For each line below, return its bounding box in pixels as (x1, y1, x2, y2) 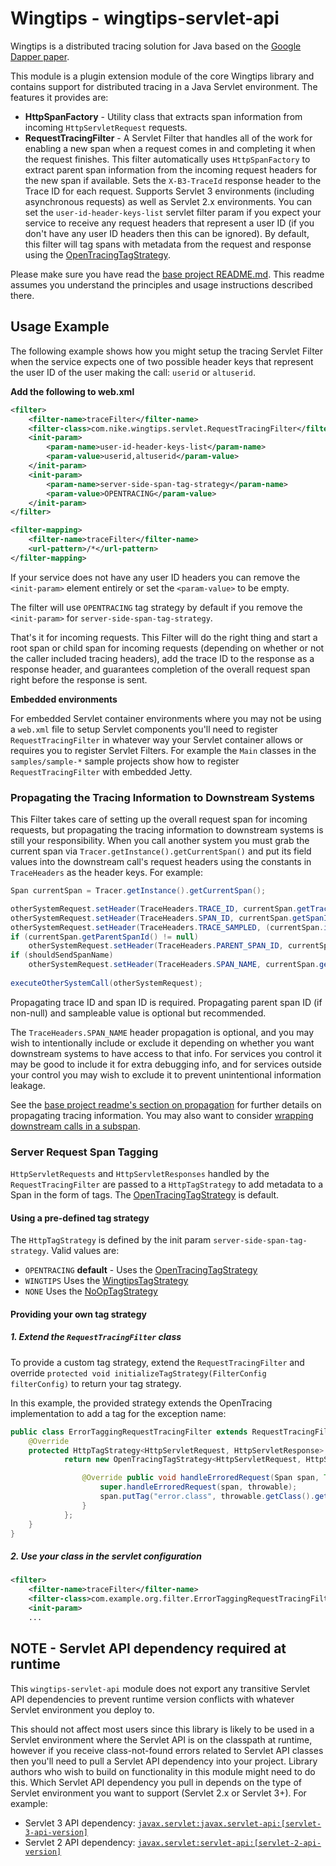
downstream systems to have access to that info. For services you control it (10, 1047, 322, 1059)
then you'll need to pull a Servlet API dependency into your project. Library (10, 1755, 318, 1767)
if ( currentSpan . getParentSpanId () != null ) (10, 932, 199, 942)
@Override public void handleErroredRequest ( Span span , (81, 1473, 320, 1483)
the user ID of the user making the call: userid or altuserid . (10, 366, 256, 378)
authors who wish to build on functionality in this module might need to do (10, 1765, 316, 1777)
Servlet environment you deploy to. (10, 1703, 155, 1716)
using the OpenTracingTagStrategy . (24, 248, 171, 261)
